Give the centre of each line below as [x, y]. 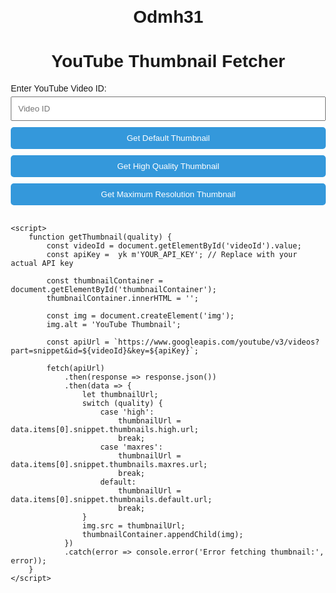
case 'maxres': [132, 447]
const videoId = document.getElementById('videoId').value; [174, 246]
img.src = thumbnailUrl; [134, 526]
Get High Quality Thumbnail [168, 166]
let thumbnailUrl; [120, 395]
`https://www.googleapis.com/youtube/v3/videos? [216, 342]
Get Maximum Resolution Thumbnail [168, 194]
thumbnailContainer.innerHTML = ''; [122, 299]
